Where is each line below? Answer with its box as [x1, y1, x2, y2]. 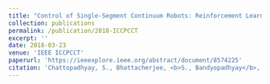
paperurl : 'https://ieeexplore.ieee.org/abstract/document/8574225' [8, 57, 243, 65]
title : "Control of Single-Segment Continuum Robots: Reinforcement [8, 11, 243, 20]
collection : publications [8, 19, 95, 27]
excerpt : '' [8, 34, 48, 42]
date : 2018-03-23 [8, 42, 67, 50]
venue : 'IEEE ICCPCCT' [8, 49, 84, 57]
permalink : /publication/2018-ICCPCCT [8, 26, 138, 34]
